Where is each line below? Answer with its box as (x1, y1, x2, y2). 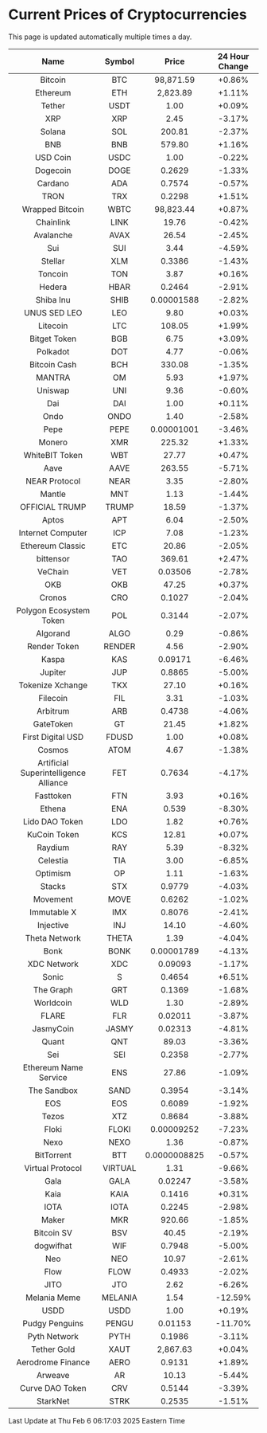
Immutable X (29, 906, 77, 918)
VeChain (37, 566, 69, 577)
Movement (33, 894, 73, 905)
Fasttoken (34, 790, 72, 801)
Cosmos (37, 744, 69, 755)
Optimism (35, 867, 72, 879)
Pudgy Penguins (22, 1317, 84, 1329)
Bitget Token (29, 333, 77, 344)
